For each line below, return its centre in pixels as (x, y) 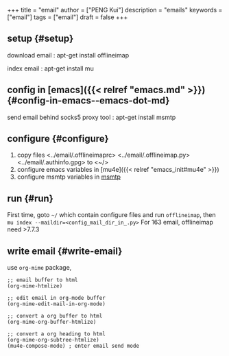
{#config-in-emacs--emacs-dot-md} (88, 101)
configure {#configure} (58, 139)
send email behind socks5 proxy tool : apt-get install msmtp (92, 117)
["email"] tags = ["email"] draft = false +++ (68, 17)
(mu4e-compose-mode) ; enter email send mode (73, 346)
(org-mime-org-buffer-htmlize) (52, 322)
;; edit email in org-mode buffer (57, 298)
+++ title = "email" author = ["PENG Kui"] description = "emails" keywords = (115, 10)
